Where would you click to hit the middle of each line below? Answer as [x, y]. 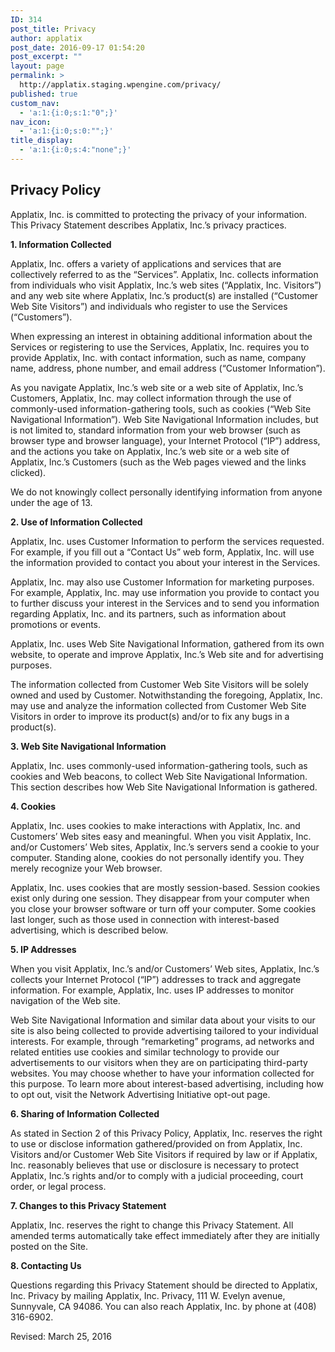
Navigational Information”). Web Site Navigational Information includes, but [164, 419]
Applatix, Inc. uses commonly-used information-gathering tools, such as [159, 765]
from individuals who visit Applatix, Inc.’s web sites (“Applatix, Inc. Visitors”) [166, 285]
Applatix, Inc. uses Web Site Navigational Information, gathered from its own [167, 643]
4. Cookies [33, 806]
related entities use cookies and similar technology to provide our [145, 1052]
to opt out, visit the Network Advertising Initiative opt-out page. [140, 1094]
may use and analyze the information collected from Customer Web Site [158, 705]
